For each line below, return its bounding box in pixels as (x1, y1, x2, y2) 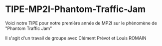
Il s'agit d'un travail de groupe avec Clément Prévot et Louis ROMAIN (5, 35, 147, 41)
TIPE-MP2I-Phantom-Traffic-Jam (5, 3, 146, 15)
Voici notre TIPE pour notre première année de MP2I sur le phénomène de (5, 20, 157, 26)
